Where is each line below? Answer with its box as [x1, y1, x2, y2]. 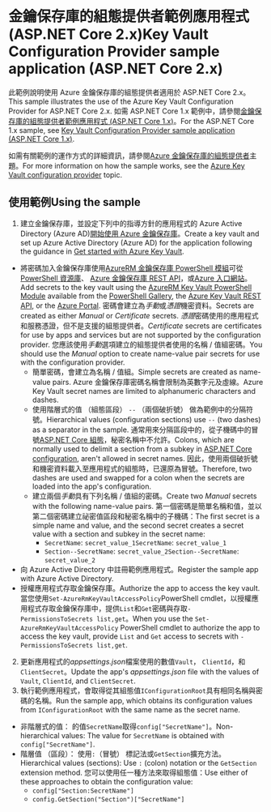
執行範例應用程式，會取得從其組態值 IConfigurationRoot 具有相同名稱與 [19, 686, 256, 695]
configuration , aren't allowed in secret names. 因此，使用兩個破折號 [32, 453, 258, 463]
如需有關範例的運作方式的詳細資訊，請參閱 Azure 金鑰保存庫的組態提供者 [8, 151, 250, 160]
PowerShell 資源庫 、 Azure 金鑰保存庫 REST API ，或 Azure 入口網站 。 [19, 273, 252, 283]
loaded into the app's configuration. [32, 481, 152, 491]
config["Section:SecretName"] [32, 787, 135, 795]
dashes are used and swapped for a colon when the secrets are [32, 472, 245, 482]
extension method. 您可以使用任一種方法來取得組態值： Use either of [19, 767, 248, 777]
